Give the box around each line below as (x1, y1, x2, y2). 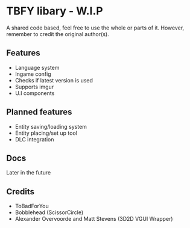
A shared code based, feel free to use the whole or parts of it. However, (6, 24, 185, 31)
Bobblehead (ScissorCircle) (14, 209, 84, 216)
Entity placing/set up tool (14, 129, 77, 137)
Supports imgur (14, 83, 54, 90)
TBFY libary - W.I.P (6, 4, 104, 18)
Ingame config (14, 70, 51, 78)
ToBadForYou (14, 203, 49, 210)
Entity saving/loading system (14, 123, 87, 130)
